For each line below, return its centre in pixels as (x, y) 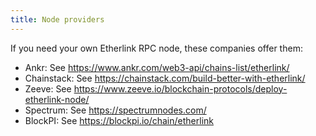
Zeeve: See (48, 88)
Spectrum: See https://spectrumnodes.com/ (115, 110)
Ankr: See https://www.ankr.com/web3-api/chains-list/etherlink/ (157, 67)
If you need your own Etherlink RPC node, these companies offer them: (156, 48)
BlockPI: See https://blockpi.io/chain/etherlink (119, 120)
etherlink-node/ (57, 99)
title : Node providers (57, 19)
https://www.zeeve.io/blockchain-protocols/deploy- (180, 88)
